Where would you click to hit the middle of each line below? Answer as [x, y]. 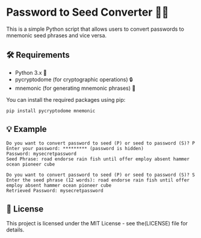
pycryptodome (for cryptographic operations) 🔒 [74, 79]
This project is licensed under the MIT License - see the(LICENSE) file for [97, 224]
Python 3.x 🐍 [31, 72]
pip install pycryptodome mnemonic [51, 111]
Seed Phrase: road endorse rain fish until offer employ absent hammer [98, 159]
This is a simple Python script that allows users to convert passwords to [95, 29]
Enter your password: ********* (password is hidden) [75, 148]
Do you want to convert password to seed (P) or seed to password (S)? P [101, 143]
